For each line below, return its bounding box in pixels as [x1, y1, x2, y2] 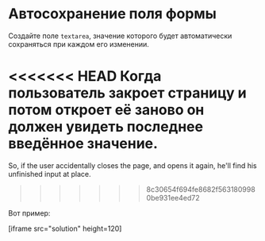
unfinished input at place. [8, 169, 91, 178]
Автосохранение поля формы [8, 5, 217, 23]
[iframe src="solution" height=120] [8, 224, 122, 233]
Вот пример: [8, 208, 51, 218]
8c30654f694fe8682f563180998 [146, 184, 255, 194]
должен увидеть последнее [8, 118, 204, 136]
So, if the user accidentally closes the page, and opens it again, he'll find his [8, 160, 257, 170]
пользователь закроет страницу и [8, 84, 248, 102]
